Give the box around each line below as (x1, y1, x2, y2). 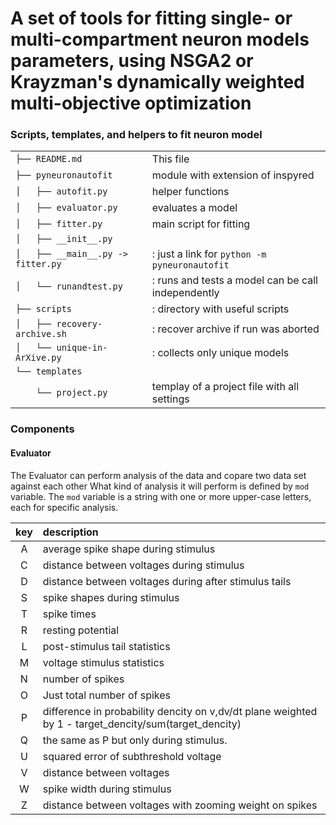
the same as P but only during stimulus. (42, 733, 228, 747)
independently (151, 286, 220, 300)
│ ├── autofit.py (15, 186, 108, 197)
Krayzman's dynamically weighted (10, 71, 305, 94)
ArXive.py (15, 352, 62, 364)
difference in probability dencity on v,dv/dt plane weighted (42, 704, 318, 718)
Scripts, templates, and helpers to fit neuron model (10, 128, 263, 142)
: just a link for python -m (151, 247, 267, 261)
